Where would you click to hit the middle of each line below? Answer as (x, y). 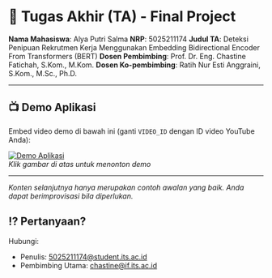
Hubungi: (23, 241)
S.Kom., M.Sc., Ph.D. (42, 73)
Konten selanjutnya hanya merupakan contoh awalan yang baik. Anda (126, 187)
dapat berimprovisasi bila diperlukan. (71, 196)
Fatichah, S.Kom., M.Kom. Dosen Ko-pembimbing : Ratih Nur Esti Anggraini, (134, 65)
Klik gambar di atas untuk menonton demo (80, 164)
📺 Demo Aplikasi (52, 107)
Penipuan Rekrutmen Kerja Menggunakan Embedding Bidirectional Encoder (134, 47)
